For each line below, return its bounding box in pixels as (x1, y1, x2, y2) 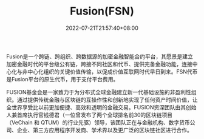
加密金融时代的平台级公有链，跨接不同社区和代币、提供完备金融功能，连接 (6, 60, 192, 67)
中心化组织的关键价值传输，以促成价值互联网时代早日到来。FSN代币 (27, 68, 198, 75)
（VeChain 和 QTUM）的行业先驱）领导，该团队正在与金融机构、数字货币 (6, 118, 190, 126)
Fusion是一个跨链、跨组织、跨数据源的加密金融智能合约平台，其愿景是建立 (6, 53, 193, 60)
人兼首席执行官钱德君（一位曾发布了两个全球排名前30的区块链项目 (6, 111, 173, 118)
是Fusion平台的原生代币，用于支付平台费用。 (6, 75, 119, 83)
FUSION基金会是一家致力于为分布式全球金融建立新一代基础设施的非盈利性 (6, 88, 191, 95)
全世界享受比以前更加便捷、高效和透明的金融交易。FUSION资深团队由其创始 (6, 103, 197, 110)
